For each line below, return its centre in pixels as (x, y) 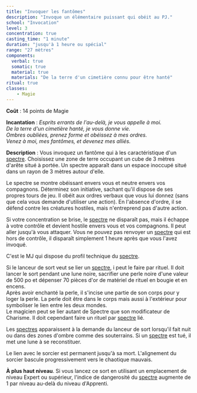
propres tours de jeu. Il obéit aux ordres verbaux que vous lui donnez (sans (97, 195)
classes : (17, 89)
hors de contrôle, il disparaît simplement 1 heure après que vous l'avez (92, 238)
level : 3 (17, 28)
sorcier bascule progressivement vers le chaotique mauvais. (79, 359)
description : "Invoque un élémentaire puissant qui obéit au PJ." (89, 17)
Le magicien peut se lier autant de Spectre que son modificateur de (88, 311)
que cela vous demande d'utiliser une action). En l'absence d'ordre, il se (94, 202)
